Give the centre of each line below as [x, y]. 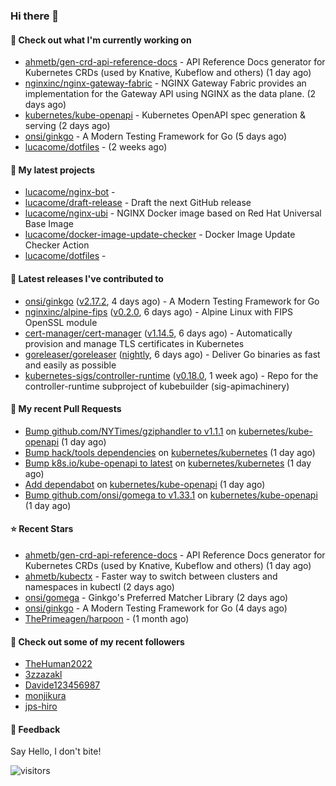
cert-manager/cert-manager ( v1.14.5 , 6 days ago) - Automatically [158, 333]
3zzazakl [43, 675]
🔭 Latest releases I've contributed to [87, 278]
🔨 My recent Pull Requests [66, 409]
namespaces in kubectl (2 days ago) [99, 586]
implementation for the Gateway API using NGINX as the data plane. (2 [170, 94]
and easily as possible [70, 365]
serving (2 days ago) [67, 126]
